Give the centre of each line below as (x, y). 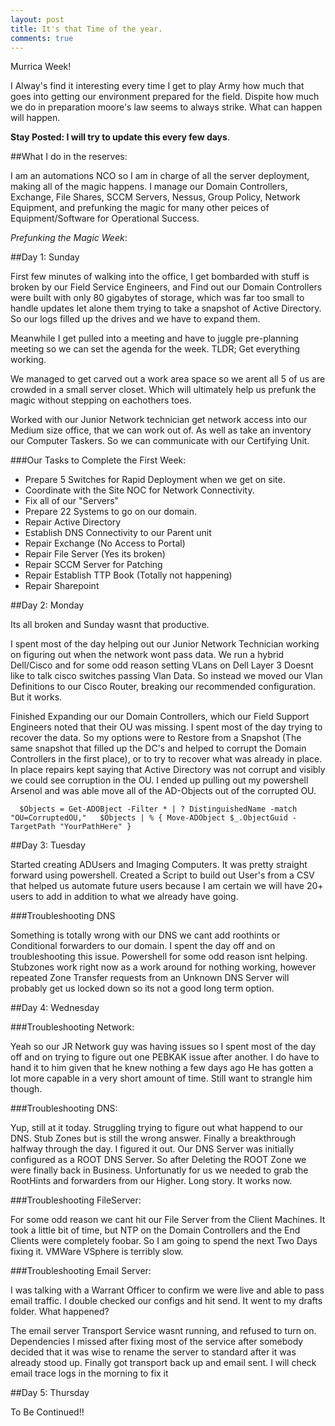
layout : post (37, 19)
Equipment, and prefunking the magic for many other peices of (140, 208)
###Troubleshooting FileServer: (76, 1200)
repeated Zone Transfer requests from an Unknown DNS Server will (150, 978)
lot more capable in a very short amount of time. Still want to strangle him (161, 1078)
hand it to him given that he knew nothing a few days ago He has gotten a (162, 1068)
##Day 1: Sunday (45, 257)
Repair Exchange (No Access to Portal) (105, 543)
